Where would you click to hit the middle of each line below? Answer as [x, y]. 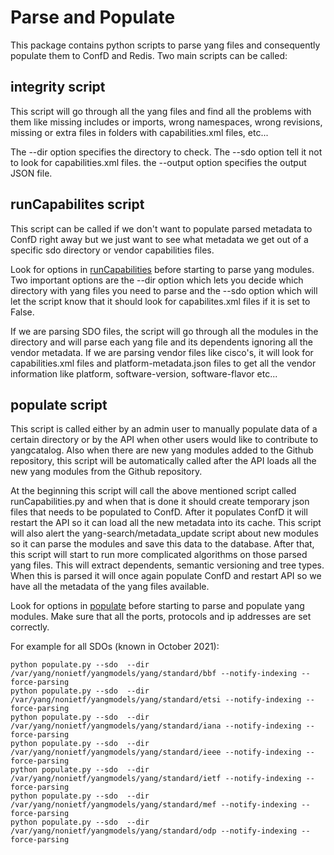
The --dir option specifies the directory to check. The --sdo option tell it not [166, 152]
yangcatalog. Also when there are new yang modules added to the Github [162, 450]
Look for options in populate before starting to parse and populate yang [157, 606]
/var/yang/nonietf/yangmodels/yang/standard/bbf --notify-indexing [154, 674]
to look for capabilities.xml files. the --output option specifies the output [158, 162]
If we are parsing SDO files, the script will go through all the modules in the [164, 331]
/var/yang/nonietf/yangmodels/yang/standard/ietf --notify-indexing [156, 779]
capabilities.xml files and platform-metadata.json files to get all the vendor [163, 363]
